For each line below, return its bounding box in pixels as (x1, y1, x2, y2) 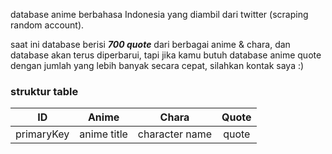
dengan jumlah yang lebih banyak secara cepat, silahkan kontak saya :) (10, 60, 305, 71)
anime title (79, 127, 128, 141)
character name (137, 127, 213, 141)
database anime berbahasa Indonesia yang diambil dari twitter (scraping (10, 9, 309, 20)
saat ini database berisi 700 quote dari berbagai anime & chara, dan (10, 39, 291, 50)
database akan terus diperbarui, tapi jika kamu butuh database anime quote (10, 49, 322, 61)
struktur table (10, 84, 79, 98)
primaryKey (15, 127, 70, 141)
